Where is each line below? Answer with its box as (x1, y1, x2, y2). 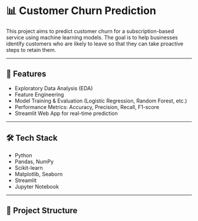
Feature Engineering (14, 91, 64, 98)
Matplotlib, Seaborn (14, 170, 63, 177)
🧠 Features (6, 69, 47, 79)
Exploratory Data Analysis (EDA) (14, 84, 93, 91)
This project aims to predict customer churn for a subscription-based (6, 27, 174, 35)
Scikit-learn (14, 164, 43, 171)
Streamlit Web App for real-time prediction (14, 110, 118, 117)
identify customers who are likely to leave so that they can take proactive (6, 40, 184, 47)
